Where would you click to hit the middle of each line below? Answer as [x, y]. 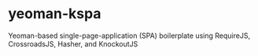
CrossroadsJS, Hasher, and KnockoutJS [73, 43]
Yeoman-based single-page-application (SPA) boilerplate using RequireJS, [129, 35]
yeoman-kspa [55, 14]
